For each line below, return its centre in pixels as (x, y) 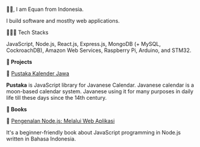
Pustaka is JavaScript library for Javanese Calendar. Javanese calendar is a (100, 85)
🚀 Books (16, 109)
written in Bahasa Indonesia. (41, 139)
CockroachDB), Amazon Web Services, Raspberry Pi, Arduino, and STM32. (99, 50)
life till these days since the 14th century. (56, 98)
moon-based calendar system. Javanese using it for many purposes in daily (100, 91)
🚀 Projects (19, 62)
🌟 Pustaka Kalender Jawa (38, 73)
